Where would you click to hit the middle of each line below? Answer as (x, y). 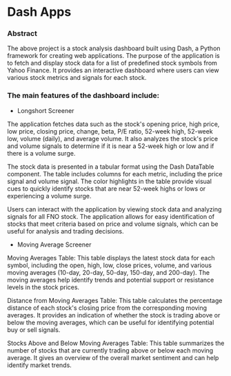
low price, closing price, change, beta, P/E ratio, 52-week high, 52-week (110, 131)
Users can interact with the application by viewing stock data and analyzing (114, 209)
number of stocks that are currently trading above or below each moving (110, 350)
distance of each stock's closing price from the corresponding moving (107, 308)
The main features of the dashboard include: (83, 96)
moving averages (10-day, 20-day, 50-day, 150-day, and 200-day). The (109, 272)
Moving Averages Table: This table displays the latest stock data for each (111, 258)
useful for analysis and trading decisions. (66, 231)
